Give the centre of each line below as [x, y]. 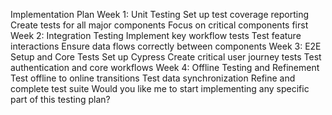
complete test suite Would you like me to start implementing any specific [160, 88]
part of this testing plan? [60, 99]
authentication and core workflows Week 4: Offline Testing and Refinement [165, 67]
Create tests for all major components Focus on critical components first [159, 25]
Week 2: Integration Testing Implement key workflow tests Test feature [156, 35]
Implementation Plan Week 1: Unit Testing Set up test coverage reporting [160, 14]
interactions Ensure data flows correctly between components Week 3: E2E [166, 46]
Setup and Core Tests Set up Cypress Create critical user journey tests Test [166, 57]
